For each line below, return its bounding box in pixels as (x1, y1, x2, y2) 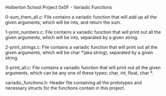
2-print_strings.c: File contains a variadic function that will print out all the (5, 44, 157, 50)
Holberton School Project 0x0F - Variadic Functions (5, 5, 112, 10)
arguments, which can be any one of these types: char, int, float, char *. (5, 70, 153, 76)
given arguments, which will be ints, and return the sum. (5, 20, 122, 25)
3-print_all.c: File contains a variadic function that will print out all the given (5, 65, 161, 70)
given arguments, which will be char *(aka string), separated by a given (5, 50, 153, 55)
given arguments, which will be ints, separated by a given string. (5, 35, 139, 40)
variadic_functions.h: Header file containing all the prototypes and (5, 80, 142, 85)
